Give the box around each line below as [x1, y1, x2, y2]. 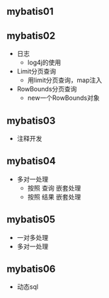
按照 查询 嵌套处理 [27, 183, 81, 192]
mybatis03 [6, 115, 56, 127]
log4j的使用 [27, 58, 62, 67]
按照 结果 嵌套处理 [27, 193, 81, 201]
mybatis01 [6, 6, 54, 18]
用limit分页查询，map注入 [27, 76, 103, 84]
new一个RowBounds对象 [27, 93, 100, 102]
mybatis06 [6, 263, 56, 275]
